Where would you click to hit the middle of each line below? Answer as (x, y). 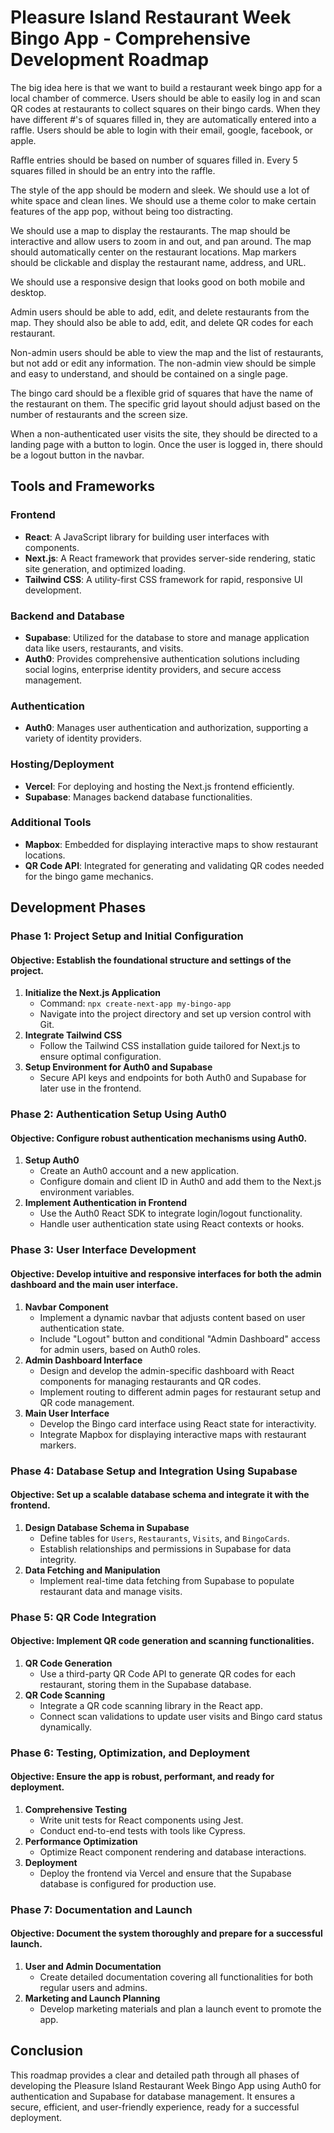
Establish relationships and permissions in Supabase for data (165, 1548)
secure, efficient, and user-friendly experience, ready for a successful (155, 2107)
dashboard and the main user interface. (94, 1284)
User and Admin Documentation (93, 1967)
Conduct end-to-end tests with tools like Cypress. (142, 1830)
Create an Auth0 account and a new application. (139, 1171)
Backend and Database (67, 616)
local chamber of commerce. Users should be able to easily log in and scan (165, 98)
